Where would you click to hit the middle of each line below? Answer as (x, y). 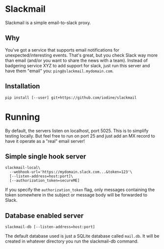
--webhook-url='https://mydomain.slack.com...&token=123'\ (71, 172)
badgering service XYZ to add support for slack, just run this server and (78, 65)
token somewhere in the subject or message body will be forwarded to (76, 195)
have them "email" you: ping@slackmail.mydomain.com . (59, 71)
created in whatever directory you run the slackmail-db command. (72, 241)
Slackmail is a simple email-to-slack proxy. (48, 23)
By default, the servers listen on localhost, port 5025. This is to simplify (77, 131)
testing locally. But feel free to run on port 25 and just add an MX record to (80, 136)
